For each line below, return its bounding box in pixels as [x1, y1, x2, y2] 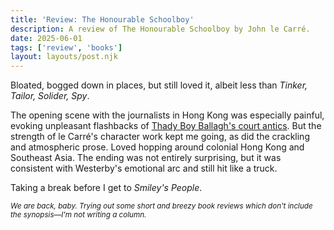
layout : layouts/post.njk [10, 52, 118, 62]
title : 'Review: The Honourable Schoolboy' [10, 14, 195, 25]
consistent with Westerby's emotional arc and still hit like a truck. [10, 162, 278, 175]
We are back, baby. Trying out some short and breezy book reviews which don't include [10, 201, 313, 211]
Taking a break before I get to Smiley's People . [10, 182, 203, 194]
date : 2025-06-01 [10, 33, 83, 43]
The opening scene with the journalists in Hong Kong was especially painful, [10, 109, 325, 121]
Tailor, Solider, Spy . [10, 90, 90, 102]
